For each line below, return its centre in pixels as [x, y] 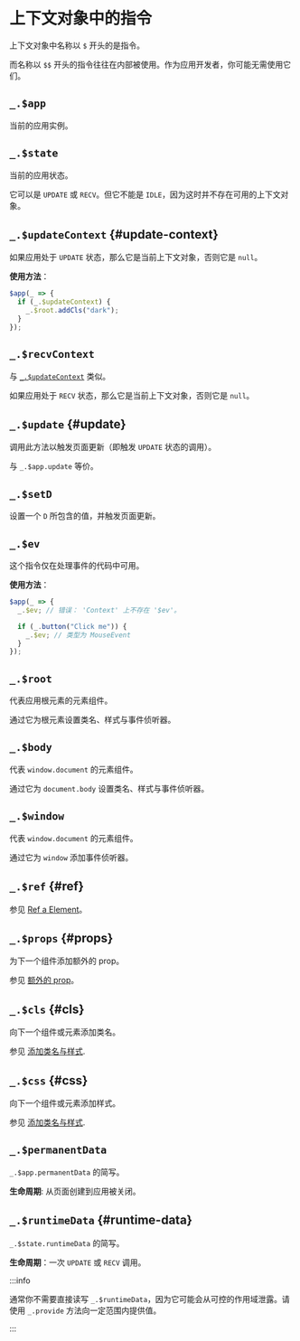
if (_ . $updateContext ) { [64, 302]
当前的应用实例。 [41, 125]
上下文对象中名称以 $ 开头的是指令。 [77, 45]
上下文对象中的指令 [81, 19]
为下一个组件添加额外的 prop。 [67, 961]
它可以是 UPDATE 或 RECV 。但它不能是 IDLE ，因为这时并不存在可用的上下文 [145, 194]
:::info [20, 1280]
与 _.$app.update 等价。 [54, 466]
